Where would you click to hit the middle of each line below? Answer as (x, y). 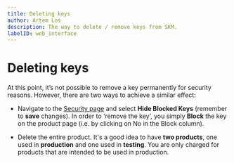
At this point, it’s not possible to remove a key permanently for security (110, 88)
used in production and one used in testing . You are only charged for (118, 145)
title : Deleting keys (39, 14)
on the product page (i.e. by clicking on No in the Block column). (111, 124)
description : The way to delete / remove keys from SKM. (92, 27)
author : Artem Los (34, 20)
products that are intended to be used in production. (93, 152)
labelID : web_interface (42, 33)
